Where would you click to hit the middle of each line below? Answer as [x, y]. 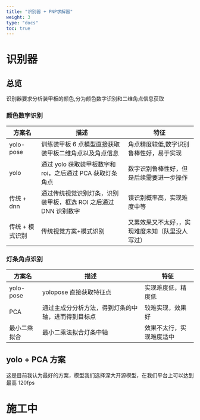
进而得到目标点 [75, 316]
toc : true [18, 28]
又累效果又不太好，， [156, 222]
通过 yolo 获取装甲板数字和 [78, 164]
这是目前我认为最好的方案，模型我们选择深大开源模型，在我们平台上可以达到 [100, 375]
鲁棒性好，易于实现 [155, 153]
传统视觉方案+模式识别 [73, 231]
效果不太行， [163, 328]
